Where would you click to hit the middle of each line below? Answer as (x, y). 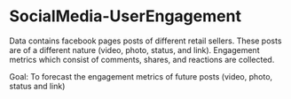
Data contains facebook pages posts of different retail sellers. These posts (145, 41)
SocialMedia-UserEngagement (126, 16)
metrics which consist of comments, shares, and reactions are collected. (142, 59)
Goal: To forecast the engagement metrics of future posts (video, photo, (141, 76)
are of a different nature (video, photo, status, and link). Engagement (134, 49)
